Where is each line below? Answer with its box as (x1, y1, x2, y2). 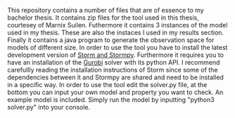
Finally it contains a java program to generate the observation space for (7, 36, 215, 44)
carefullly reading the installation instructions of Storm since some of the (7, 66, 218, 74)
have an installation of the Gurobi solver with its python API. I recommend (7, 58, 220, 66)
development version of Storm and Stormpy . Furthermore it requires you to (7, 51, 224, 59)
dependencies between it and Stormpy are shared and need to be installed (7, 73, 224, 81)
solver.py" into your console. (7, 103, 91, 111)
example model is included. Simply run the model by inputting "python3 (7, 96, 215, 104)
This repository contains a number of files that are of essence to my (7, 6, 204, 14)
